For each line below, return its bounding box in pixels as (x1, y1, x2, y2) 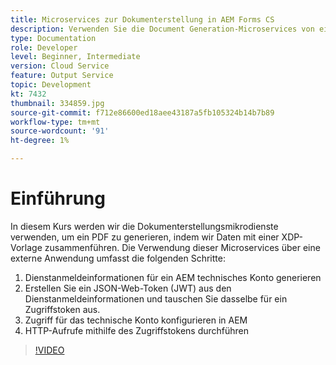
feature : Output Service (10, 71, 114, 81)
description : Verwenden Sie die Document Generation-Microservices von (10, 24, 315, 34)
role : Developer (10, 42, 78, 53)
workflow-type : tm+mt (10, 117, 101, 127)
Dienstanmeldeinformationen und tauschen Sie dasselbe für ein (24, 292, 288, 305)
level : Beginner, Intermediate (10, 52, 141, 62)
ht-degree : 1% (10, 136, 70, 146)
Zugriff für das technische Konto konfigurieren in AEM (24, 314, 248, 326)
